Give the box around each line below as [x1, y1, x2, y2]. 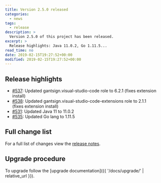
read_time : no [5, 48, 34, 53]
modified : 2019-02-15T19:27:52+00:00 [5, 57, 81, 62]
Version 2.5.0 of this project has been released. [9, 35, 114, 39]
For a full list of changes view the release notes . [5, 141, 101, 146]
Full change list [5, 128, 52, 136]
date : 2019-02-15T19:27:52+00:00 [5, 52, 73, 57]
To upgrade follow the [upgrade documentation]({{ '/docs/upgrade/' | [5, 167, 144, 173]
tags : [5, 20, 16, 26]
